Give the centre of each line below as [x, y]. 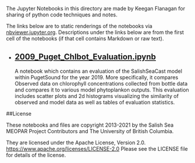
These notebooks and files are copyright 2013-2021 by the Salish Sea [90, 125]
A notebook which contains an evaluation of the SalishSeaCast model [98, 71]
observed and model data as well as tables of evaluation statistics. [95, 102]
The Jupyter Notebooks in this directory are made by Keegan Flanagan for [96, 9]
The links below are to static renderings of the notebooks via [79, 26]
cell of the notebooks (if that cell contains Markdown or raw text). [85, 38]
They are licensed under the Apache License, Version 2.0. [76, 142]
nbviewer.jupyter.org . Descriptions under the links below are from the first [95, 32]
